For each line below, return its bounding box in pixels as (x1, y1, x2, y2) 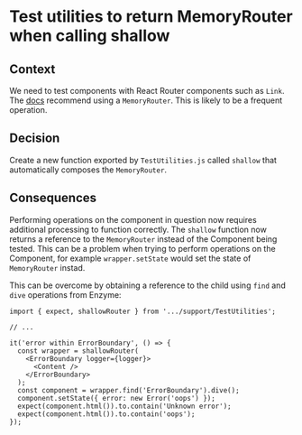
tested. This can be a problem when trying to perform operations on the (9, 243, 277, 254)
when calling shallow (9, 25, 170, 46)
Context (9, 61, 56, 77)
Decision (9, 131, 60, 146)
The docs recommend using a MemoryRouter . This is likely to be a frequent (9, 95, 283, 106)
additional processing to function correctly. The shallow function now (9, 224, 268, 235)
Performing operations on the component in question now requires (9, 214, 257, 225)
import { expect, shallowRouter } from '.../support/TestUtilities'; (9, 307, 277, 316)
